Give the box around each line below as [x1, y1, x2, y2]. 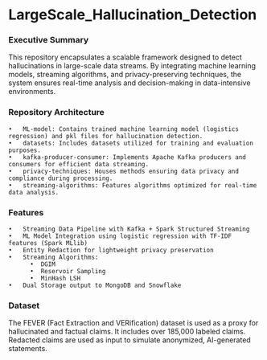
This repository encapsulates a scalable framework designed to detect [8, 52, 243, 62]
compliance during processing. [8, 174, 113, 182]
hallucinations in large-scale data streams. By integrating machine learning [8, 61, 256, 71]
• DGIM [29, 260, 56, 268]
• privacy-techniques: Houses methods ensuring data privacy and [8, 167, 240, 175]
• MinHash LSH [29, 275, 81, 283]
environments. [8, 87, 56, 96]
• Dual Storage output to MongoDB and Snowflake [8, 281, 182, 290]
